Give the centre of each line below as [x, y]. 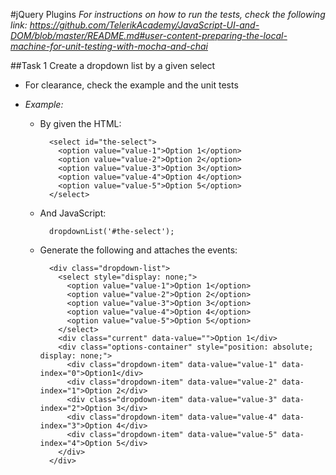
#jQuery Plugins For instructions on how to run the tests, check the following [168, 14]
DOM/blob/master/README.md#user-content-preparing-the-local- [149, 35]
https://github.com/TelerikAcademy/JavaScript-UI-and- [144, 25]
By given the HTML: [80, 123]
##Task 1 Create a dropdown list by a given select [113, 65]
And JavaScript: [73, 213]
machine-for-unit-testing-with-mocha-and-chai [109, 46]
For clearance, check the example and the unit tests [131, 85]
